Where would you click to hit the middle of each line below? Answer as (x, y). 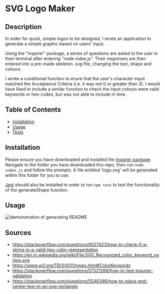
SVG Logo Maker (40, 9)
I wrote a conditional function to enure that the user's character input (75, 79)
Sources (18, 233)
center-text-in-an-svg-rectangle (45, 287)
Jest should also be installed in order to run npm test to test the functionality (82, 185)
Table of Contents (33, 110)
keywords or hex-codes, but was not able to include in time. (66, 94)
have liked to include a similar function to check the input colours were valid (82, 89)
